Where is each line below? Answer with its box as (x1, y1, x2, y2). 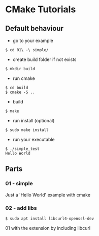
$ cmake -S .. (5, 90, 36, 95)
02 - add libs (5, 204, 37, 211)
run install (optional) (12, 118, 55, 123)
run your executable (12, 137, 55, 142)
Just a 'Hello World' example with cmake (5, 191, 90, 198)
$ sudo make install (5, 127, 49, 133)
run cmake (12, 75, 36, 81)
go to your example (12, 37, 53, 44)
